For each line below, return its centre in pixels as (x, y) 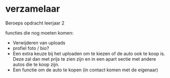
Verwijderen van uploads (39, 43)
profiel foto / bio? (31, 48)
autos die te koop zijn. (36, 64)
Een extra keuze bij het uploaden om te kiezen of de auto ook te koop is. (89, 54)
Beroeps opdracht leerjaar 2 (35, 23)
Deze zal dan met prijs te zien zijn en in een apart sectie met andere (84, 59)
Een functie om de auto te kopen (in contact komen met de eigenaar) (85, 70)
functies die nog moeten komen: (39, 33)
